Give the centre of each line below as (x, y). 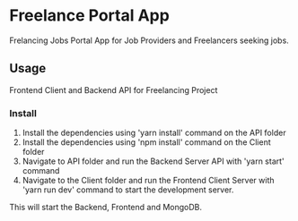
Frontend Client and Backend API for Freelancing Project (114, 89)
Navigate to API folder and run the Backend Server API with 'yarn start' (153, 161)
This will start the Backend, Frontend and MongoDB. (106, 208)
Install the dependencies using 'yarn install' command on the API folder (154, 133)
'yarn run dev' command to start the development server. (128, 190)
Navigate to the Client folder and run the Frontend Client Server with (149, 181)
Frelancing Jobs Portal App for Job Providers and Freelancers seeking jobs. (149, 40)
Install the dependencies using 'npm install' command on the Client (146, 142)
